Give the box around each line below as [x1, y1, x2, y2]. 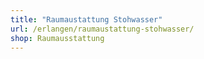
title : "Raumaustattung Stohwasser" [10, 14, 163, 25]
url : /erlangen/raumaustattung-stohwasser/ [10, 24, 195, 34]
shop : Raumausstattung [10, 33, 105, 43]
